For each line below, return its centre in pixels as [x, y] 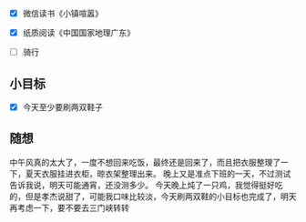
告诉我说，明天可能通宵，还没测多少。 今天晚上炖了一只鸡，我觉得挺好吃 [146, 185]
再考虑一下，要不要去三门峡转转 [69, 207]
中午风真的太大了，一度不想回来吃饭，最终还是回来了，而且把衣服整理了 [145, 162]
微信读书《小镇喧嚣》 [62, 13]
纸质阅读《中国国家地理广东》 [78, 33]
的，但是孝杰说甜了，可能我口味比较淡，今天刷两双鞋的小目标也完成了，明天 [153, 196]
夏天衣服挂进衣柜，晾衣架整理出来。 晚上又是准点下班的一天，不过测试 [158, 173]
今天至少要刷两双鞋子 [62, 107]
